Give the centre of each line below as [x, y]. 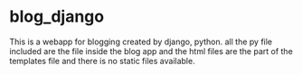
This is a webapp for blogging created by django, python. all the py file [141, 42]
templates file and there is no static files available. [103, 61]
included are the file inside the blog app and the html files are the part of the [151, 51]
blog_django [57, 17]
